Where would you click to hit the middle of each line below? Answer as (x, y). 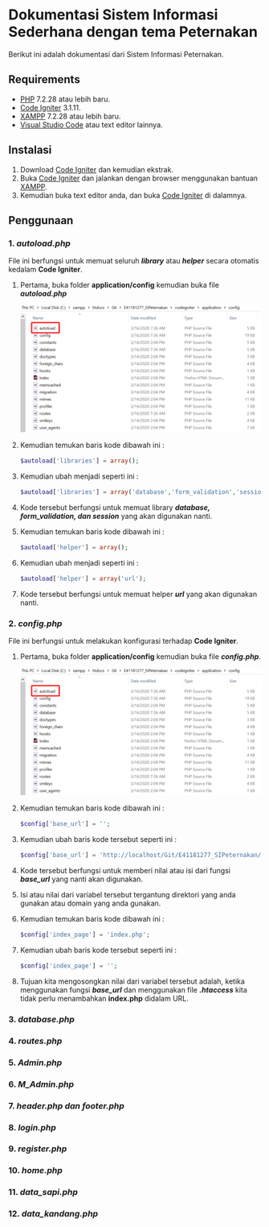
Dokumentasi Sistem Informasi (113, 15)
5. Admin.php (35, 1063)
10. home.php (35, 1171)
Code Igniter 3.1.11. (51, 107)
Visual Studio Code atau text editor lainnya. (91, 124)
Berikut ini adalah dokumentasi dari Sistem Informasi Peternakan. (116, 54)
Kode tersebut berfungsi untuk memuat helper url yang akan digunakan (139, 594)
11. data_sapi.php (43, 1192)
